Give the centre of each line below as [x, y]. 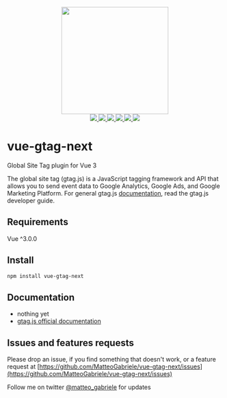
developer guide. [31, 200]
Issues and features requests [71, 343]
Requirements [38, 222]
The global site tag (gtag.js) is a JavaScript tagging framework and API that [113, 178]
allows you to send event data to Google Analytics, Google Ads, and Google [113, 186]
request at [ [23, 366]
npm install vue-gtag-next [45, 276]
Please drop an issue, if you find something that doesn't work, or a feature [112, 360]
